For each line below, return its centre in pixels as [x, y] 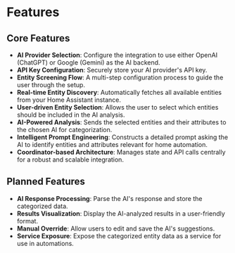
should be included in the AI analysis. [71, 115]
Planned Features [46, 182]
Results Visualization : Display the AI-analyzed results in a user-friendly [121, 213]
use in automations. [45, 243]
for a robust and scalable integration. [70, 160]
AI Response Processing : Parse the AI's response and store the [109, 198]
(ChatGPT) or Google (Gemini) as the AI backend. [88, 63]
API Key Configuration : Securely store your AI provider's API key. [112, 70]
